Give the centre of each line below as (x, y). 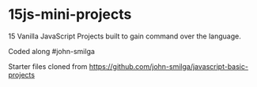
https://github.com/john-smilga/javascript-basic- (169, 66)
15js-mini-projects (70, 14)
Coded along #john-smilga (51, 51)
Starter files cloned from (48, 66)
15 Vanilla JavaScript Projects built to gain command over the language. (125, 36)
